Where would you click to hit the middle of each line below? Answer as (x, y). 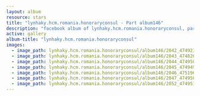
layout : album (24, 12)
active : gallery (26, 34)
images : (16, 45)
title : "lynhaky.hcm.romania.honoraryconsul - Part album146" (85, 23)
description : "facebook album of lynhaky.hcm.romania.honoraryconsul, (96, 28)
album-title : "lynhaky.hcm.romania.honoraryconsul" (71, 39)
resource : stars (26, 17)
